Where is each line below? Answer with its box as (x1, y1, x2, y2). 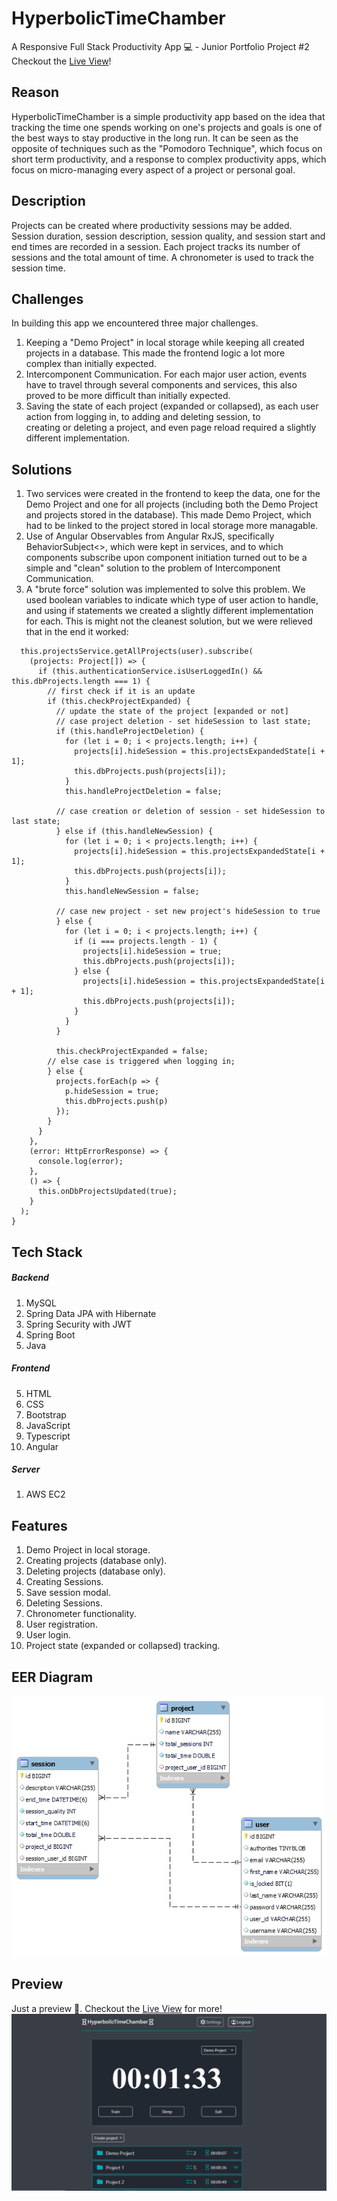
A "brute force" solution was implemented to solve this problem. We (25, 583, 306, 596)
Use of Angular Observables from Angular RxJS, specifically (25, 530, 275, 542)
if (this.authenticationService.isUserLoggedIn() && (37, 667, 263, 677)
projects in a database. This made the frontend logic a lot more (25, 347, 286, 359)
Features (11, 1517, 68, 1534)
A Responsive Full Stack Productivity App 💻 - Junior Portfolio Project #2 (11, 40, 310, 52)
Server (11, 1463, 41, 1476)
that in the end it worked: (25, 626, 129, 638)
